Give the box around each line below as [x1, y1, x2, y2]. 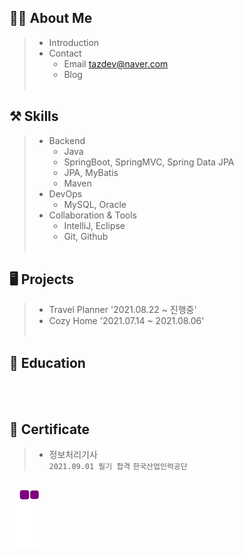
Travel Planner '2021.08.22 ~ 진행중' [48, 304, 197, 316]
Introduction [48, 36, 100, 48]
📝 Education [9, 354, 86, 371]
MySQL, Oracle [63, 198, 127, 210]
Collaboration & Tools [48, 209, 137, 221]
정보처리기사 [48, 449, 98, 461]
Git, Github [63, 230, 109, 242]
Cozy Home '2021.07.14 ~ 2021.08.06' [48, 315, 205, 327]
